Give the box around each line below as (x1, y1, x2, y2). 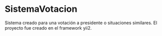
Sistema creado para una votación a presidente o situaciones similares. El (5, 20, 157, 26)
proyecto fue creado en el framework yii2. (5, 25, 92, 31)
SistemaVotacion (5, 3, 77, 15)
